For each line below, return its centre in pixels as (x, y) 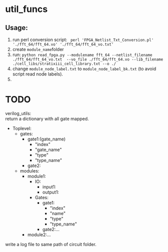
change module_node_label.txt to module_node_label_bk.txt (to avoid (84, 69)
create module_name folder (38, 49)
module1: (37, 176)
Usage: (17, 28)
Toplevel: (22, 128)
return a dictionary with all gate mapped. (47, 118)
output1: (51, 192)
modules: (30, 170)
